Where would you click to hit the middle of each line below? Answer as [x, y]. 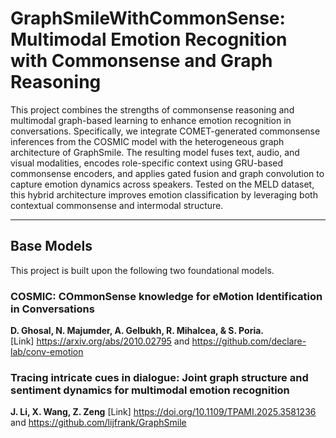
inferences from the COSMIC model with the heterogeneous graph [147, 141]
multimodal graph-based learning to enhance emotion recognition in [151, 120]
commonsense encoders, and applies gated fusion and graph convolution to [167, 173]
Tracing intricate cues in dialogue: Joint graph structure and [159, 377]
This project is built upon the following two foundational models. [142, 270]
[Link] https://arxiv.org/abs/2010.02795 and [100, 341]
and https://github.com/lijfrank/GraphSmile [98, 423]
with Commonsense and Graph [141, 61]
